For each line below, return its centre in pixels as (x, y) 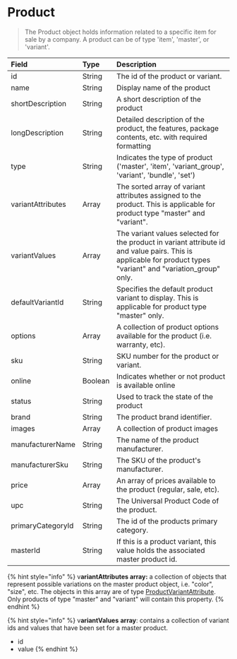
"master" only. (140, 315)
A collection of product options (168, 327)
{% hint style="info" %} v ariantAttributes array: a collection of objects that (117, 576)
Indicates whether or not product (171, 376)
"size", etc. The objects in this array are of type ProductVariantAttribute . (112, 591)
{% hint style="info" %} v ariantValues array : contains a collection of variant (118, 620)
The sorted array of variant (161, 186)
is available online (146, 385)
